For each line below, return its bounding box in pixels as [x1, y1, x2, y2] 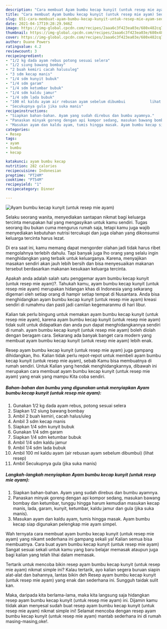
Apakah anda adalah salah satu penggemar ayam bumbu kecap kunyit [5, 275, 149, 281]
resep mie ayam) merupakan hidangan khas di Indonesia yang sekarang [5, 286, 153, 292]
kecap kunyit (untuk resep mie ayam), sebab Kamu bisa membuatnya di [5, 358, 152, 364]
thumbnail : [5, 30, 28, 35]
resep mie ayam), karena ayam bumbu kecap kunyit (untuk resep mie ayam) [5, 316, 161, 322]
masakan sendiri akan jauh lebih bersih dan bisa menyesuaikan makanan [5, 261, 154, 266]
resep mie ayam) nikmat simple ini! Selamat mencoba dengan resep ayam [5, 608, 156, 614]
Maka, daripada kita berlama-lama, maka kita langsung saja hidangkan [5, 592, 150, 598]
